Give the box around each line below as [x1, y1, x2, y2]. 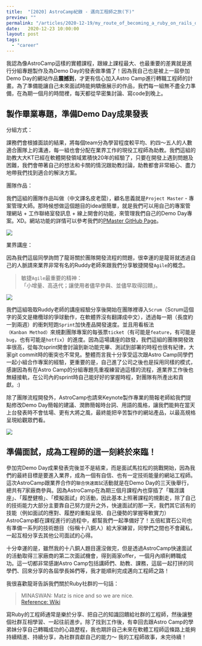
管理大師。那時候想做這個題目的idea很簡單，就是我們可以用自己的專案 [11, 202, 186, 209]
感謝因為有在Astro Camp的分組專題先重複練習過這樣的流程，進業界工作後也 [6, 366, 194, 373]
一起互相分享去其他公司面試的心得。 [6, 532, 96, 539]
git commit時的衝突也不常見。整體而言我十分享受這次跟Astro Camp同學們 [11, 351, 194, 358]
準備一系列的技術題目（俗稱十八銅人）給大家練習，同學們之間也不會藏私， [11, 524, 196, 531]
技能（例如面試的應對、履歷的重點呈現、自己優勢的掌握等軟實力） [6, 509, 170, 516]
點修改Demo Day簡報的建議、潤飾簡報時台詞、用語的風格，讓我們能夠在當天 [6, 401, 195, 408]
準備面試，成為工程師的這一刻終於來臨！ [6, 447, 156, 457]
